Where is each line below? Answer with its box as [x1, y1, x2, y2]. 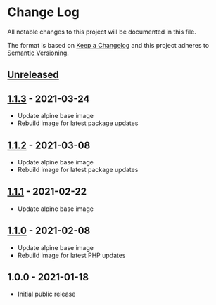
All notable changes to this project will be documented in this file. [7, 27, 197, 36]
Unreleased [7, 69, 60, 81]
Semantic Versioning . [7, 48, 69, 57]
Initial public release [17, 290, 76, 299]
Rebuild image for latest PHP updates [17, 251, 126, 259]
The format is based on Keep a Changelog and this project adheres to [7, 41, 210, 49]
